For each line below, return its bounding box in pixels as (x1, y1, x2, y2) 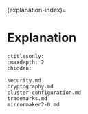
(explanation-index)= (7, 6, 67, 14)
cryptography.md (7, 83, 54, 90)
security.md (7, 77, 41, 84)
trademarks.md (7, 95, 48, 102)
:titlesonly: (7, 53, 45, 59)
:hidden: (7, 65, 32, 72)
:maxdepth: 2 (7, 59, 45, 66)
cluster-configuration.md (7, 89, 81, 96)
